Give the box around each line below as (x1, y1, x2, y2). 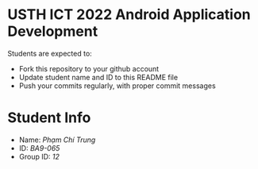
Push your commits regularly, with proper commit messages (18, 81, 216, 90)
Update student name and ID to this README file (18, 72, 179, 82)
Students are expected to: (7, 48, 92, 58)
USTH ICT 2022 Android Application (7, 6, 251, 24)
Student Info (7, 109, 91, 127)
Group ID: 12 (18, 152, 60, 161)
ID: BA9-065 (18, 143, 60, 152)
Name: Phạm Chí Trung (18, 135, 96, 144)
